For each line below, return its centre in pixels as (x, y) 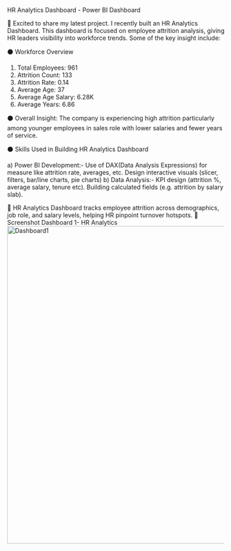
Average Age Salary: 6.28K (56, 97)
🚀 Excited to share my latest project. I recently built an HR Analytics (103, 23)
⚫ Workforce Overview (40, 52)
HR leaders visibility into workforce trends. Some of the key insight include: (114, 38)
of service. (22, 135)
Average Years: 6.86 (46, 104)
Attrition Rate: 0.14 (43, 82)
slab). (15, 194)
